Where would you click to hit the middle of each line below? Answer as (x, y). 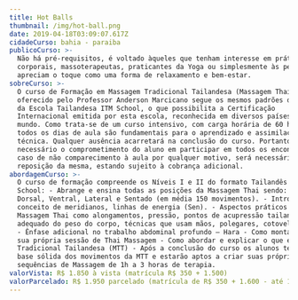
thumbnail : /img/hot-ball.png (65, 26)
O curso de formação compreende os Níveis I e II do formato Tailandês (153, 183)
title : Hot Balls (41, 17)
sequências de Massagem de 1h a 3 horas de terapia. (117, 265)
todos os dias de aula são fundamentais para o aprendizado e (134, 133)
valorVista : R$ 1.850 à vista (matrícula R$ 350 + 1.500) (118, 273)
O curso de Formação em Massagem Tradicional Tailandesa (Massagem (145, 91)
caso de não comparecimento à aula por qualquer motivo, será (134, 158)
